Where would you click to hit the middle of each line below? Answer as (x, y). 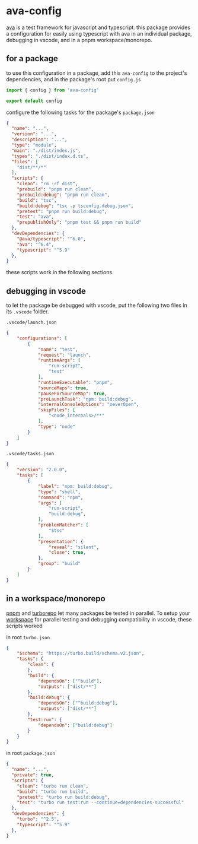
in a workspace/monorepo (56, 599)
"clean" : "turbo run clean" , (53, 786)
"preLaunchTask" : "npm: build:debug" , (86, 399)
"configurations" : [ (42, 338)
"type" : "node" (57, 426)
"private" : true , (33, 775)
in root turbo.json (28, 637)
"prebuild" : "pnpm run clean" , (55, 189)
